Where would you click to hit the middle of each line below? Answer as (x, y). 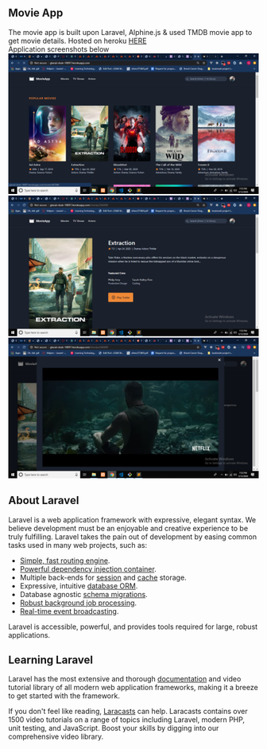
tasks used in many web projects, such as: (78, 545)
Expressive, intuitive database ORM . (79, 586)
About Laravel (44, 501)
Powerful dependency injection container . (88, 569)
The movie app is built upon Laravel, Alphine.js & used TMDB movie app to (130, 32)
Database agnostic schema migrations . (84, 594)
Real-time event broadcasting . (69, 611)
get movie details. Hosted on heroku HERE (77, 41)
